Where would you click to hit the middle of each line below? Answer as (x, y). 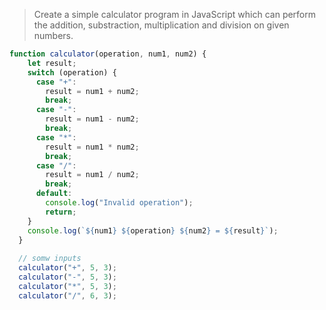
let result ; (52, 63)
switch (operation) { (72, 72)
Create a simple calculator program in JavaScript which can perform (175, 14)
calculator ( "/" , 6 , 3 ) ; (67, 295)
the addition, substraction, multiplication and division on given (161, 25)
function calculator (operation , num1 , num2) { (108, 54)
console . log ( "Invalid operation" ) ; (119, 203)
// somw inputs (50, 259)
